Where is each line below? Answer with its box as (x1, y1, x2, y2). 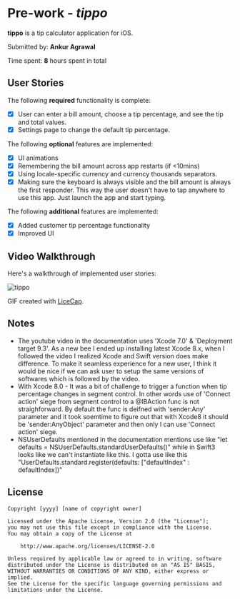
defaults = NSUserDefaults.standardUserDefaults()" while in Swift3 (17, 443, 216, 451)
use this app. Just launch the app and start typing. (17, 193, 166, 202)
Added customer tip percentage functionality (17, 221, 151, 230)
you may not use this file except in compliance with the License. (7, 523, 213, 531)
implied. (7, 573, 34, 581)
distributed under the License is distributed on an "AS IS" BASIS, (7, 561, 216, 568)
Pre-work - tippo (7, 5, 109, 21)
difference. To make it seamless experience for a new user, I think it (17, 359, 217, 368)
